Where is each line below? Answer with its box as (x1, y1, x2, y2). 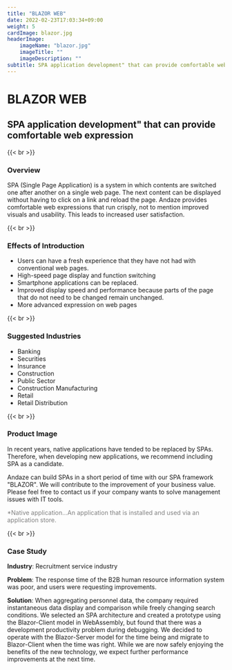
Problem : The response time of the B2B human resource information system (7, 575, 224, 584)
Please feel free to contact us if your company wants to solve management (7, 487, 221, 496)
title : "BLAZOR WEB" (7, 10, 67, 17)
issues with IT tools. (7, 495, 64, 503)
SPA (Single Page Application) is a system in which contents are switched (7, 180, 216, 189)
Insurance (17, 362, 46, 370)
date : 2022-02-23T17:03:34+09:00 (7, 17, 104, 24)
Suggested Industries (7, 331, 81, 341)
